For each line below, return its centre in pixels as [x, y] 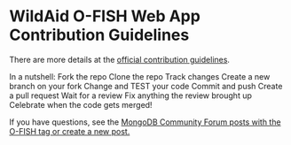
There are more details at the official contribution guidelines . [120, 59]
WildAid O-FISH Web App [105, 16]
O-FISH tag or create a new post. [70, 131]
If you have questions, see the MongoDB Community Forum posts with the [145, 122]
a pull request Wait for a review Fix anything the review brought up [131, 95]
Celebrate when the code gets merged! [81, 104]
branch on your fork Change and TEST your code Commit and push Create [146, 86]
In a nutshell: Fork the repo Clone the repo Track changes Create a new [140, 76]
